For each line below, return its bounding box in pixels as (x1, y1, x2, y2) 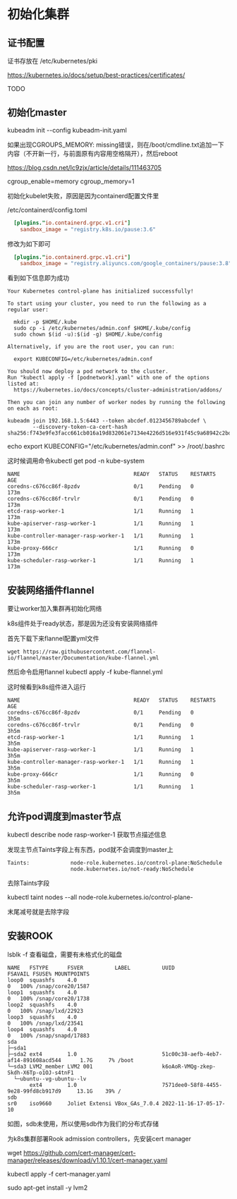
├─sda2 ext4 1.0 (7, 1050, 78, 1058)
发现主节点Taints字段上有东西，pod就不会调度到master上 (7, 845, 174, 853)
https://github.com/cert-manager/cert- (23, 1148, 136, 1157)
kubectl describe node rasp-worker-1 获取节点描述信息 (7, 830, 167, 839)
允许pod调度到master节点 (7, 810, 122, 822)
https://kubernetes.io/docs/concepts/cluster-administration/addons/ (13, 387, 222, 394)
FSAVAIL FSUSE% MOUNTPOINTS (7, 970, 90, 978)
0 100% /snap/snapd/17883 (7, 1032, 90, 1039)
